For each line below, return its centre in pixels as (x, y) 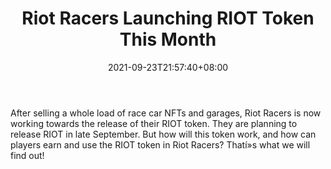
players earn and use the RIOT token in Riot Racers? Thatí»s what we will (160, 144)
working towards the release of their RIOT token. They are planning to (154, 123)
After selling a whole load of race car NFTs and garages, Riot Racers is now (166, 113)
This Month (168, 39)
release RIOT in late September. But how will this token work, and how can (163, 134)
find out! (27, 155)
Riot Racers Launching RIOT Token (168, 18)
